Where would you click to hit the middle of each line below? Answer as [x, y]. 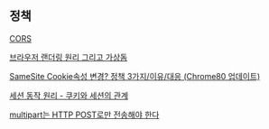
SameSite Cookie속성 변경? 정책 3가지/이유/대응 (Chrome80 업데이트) [135, 76]
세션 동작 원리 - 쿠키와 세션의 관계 [69, 95]
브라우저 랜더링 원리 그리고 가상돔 [69, 57]
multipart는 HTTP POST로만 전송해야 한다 [84, 115]
